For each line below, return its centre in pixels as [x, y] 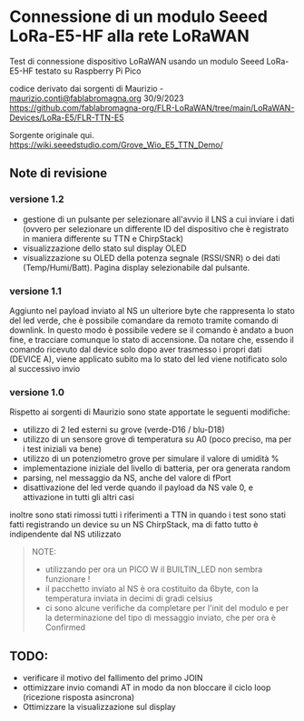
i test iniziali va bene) [62, 449]
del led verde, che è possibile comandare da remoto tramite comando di [144, 320]
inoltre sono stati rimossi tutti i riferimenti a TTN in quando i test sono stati [147, 515]
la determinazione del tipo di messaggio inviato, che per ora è [161, 618]
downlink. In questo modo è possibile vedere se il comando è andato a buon [152, 330]
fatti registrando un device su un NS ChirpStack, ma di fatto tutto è [134, 525]
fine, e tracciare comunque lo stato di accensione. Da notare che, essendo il [152, 339]
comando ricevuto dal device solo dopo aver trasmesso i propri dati [136, 349]
